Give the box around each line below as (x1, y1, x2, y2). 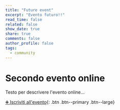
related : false (5, 21, 38, 27)
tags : (5, 46, 17, 51)
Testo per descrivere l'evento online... (5, 89, 85, 95)
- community (10, 50, 36, 55)
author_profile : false (5, 41, 54, 46)
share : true (5, 31, 31, 36)
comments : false (5, 36, 40, 41)
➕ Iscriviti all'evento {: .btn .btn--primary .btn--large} (5, 99, 115, 105)
